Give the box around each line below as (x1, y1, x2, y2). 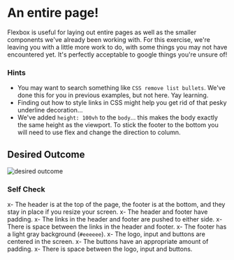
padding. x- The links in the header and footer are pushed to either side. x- (7, 215, 223, 224)
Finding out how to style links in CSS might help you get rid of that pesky (17, 99, 227, 107)
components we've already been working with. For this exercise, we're (7, 35, 211, 43)
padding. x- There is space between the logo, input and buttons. (7, 245, 193, 253)
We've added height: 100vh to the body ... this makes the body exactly (17, 113, 219, 122)
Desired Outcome (7, 148, 85, 160)
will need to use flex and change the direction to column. (17, 128, 181, 137)
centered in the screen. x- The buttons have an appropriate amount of (7, 238, 209, 246)
